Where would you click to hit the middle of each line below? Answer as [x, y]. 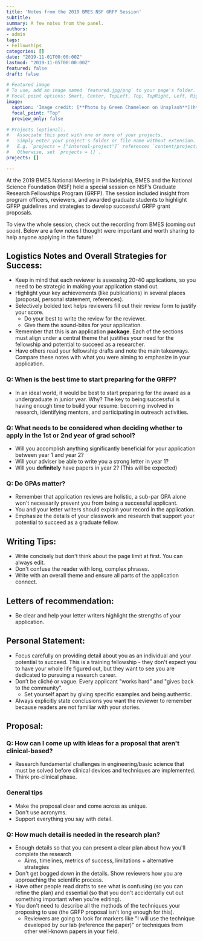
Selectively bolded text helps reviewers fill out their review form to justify [105, 306]
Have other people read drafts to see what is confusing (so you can [99, 886]
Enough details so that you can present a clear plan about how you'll [100, 848]
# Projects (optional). [36, 130]
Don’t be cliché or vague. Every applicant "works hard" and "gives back [104, 681]
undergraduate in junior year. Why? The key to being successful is [97, 399]
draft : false [23, 74]
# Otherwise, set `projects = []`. [54, 152]
